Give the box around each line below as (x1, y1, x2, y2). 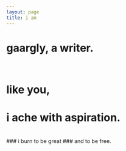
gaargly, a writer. (6, 41, 94, 55)
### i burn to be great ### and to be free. (6, 137, 111, 144)
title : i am (6, 15, 37, 21)
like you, (6, 83, 51, 97)
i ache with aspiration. (6, 111, 121, 124)
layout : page (6, 9, 40, 15)
